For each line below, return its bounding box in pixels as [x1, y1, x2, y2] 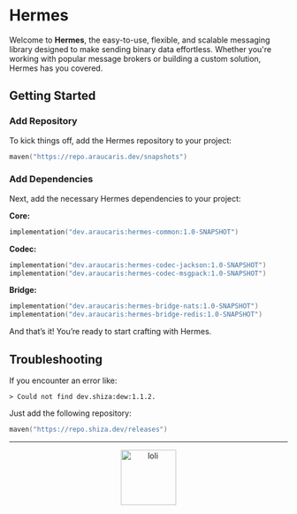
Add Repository [9, 115, 78, 127]
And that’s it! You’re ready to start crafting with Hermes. [9, 326, 212, 337]
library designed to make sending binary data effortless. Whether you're [9, 43, 272, 54]
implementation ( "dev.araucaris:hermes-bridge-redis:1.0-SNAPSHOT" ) [9, 311, 263, 319]
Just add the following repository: [9, 408, 132, 418]
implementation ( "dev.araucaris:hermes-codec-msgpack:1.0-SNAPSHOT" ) [9, 269, 267, 278]
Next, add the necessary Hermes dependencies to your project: [9, 193, 241, 203]
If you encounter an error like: [9, 375, 118, 386]
